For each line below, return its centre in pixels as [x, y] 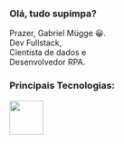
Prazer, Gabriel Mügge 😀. [58, 34]
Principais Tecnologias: [62, 86]
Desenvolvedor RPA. [48, 62]
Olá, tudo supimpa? [53, 14]
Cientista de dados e [48, 53]
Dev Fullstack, [36, 43]
